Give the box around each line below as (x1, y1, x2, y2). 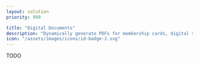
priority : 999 (6, 14, 41, 20)
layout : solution (6, 8, 49, 15)
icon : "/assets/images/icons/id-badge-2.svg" (6, 36, 120, 42)
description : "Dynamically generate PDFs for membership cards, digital (6, 30, 190, 36)
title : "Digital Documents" (6, 25, 76, 31)
